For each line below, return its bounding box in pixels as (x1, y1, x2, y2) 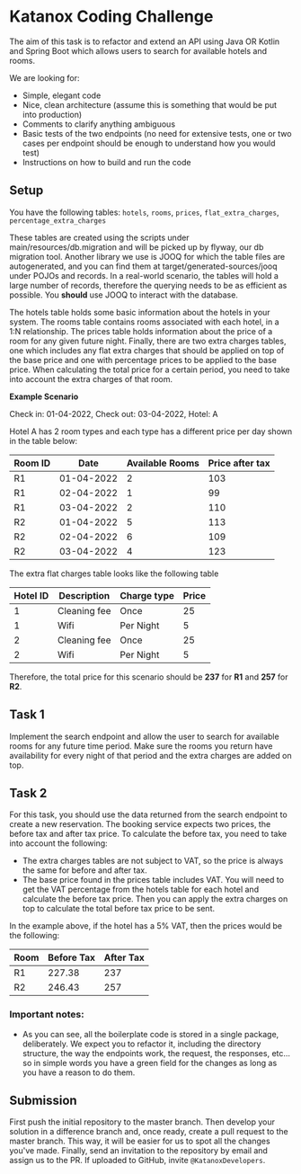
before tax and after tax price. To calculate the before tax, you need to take (9, 829, 288, 840)
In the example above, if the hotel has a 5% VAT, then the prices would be (9, 921, 283, 931)
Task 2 (9, 785, 48, 801)
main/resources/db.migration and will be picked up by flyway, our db (9, 241, 264, 253)
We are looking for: (9, 72, 80, 83)
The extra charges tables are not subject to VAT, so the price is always (22, 856, 284, 867)
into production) (22, 109, 83, 120)
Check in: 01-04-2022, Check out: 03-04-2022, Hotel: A (9, 408, 218, 419)
